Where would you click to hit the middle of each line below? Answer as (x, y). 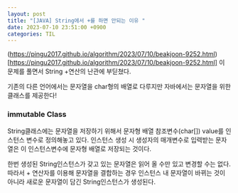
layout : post (27, 14)
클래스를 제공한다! (32, 95)
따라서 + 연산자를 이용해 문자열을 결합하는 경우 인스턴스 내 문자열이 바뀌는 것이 (117, 172)
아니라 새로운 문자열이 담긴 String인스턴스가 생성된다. (82, 182)
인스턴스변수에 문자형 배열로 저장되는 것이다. (90, 148)
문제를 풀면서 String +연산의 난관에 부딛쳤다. (69, 71)
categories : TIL (31, 34)
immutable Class (37, 115)
